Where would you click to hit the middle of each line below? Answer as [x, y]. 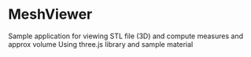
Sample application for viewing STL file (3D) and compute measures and [126, 36]
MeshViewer [50, 14]
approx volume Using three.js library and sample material [101, 44]
